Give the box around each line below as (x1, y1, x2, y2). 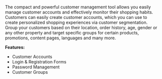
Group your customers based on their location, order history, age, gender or (5, 25, 158, 31)
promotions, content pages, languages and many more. (5, 35, 116, 41)
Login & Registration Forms (12, 59, 67, 64)
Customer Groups (12, 69, 48, 75)
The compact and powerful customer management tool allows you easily (5, 4, 151, 10)
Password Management (12, 64, 60, 70)
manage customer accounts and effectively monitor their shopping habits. (5, 9, 153, 15)
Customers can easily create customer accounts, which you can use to (5, 15, 147, 20)
